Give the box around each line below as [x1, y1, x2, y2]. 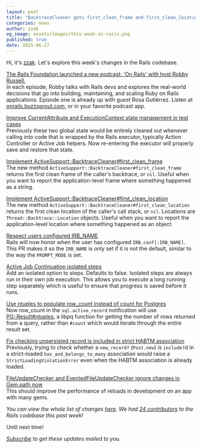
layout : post [6, 8, 39, 15]
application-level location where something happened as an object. [6, 220, 173, 227]
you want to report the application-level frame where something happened [6, 177, 191, 184]
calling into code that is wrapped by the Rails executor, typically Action [6, 133, 182, 140]
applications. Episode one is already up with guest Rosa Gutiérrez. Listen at [6, 96, 193, 103]
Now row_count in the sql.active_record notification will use [6, 306, 157, 313]
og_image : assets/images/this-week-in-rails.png [6, 31, 130, 37]
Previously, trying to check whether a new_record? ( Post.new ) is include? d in [6, 343, 194, 351]
